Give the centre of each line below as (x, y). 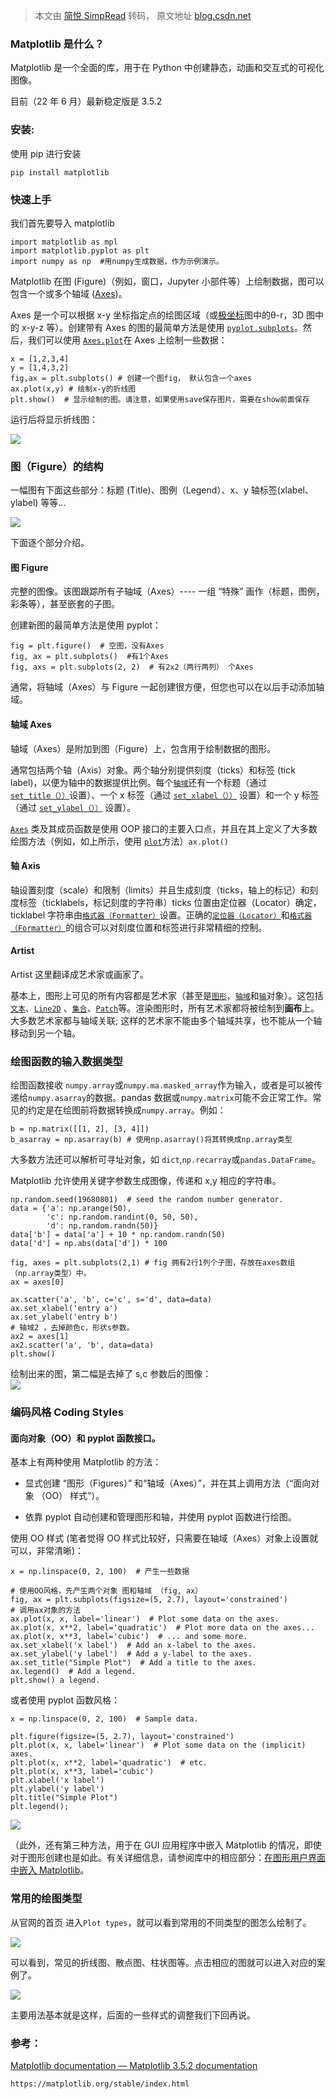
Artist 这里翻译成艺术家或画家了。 (80, 974)
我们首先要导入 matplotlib (62, 223)
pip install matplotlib (60, 172)
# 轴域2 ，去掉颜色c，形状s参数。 (72, 1328)
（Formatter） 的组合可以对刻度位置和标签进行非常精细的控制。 (139, 927)
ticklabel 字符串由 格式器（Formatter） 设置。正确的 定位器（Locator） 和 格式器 (161, 915)
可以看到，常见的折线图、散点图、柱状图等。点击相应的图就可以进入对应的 (163, 1962)
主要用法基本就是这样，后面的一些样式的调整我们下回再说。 (133, 2015)
